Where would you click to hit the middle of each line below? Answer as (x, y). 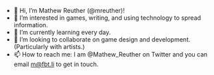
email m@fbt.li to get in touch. (56, 64)
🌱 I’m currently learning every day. (62, 32)
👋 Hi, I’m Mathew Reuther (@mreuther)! (69, 11)
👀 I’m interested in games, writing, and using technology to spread (107, 18)
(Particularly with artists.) (49, 47)
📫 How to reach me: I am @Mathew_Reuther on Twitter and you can (110, 54)
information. (31, 25)
